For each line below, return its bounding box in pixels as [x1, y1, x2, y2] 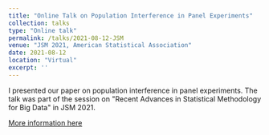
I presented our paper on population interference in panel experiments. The [8, 85, 259, 95]
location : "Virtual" [8, 57, 78, 65]
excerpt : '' [8, 64, 48, 72]
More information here [8, 117, 83, 128]
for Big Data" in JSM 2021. [8, 102, 96, 112]
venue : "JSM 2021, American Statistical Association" [8, 42, 193, 50]
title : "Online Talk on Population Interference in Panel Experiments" [8, 11, 253, 20]
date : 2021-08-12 [8, 49, 67, 57]
